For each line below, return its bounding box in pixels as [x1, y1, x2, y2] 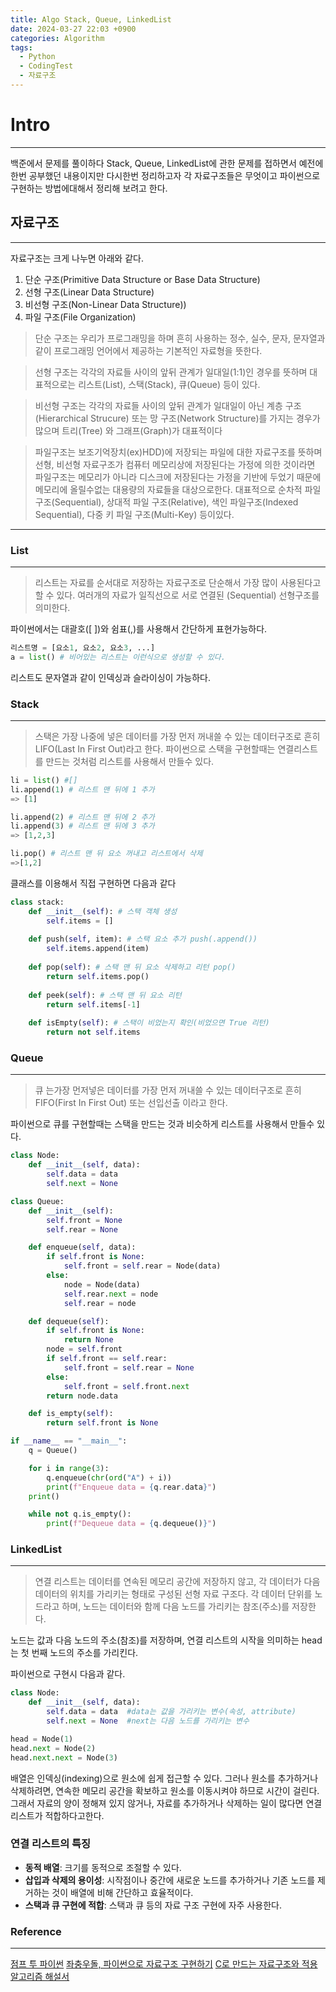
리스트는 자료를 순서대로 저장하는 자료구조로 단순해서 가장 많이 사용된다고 [34, 576, 322, 588]
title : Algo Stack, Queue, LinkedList [10, 14, 172, 25]
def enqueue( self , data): [28, 1242, 137, 1253]
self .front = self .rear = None [63, 1362, 195, 1373]
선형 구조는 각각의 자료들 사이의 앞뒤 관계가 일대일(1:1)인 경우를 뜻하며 [34, 366, 308, 378]
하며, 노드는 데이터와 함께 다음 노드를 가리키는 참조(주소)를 [61, 1601, 290, 1613]
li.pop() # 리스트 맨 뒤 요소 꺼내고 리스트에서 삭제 [10, 849, 203, 859]
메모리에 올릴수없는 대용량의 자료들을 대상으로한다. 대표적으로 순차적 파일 [34, 483, 322, 495]
